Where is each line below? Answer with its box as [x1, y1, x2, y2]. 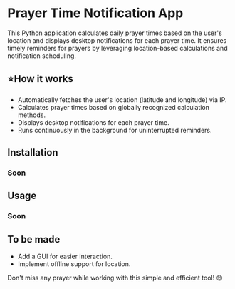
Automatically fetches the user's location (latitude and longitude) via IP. [17, 95, 227, 104]
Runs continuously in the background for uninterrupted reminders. [17, 126, 212, 134]
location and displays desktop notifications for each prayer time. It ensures [7, 36, 227, 44]
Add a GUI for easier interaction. [17, 252, 113, 261]
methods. [17, 111, 46, 119]
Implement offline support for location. [17, 260, 131, 268]
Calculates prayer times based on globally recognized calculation [17, 103, 210, 111]
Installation [7, 146, 58, 158]
